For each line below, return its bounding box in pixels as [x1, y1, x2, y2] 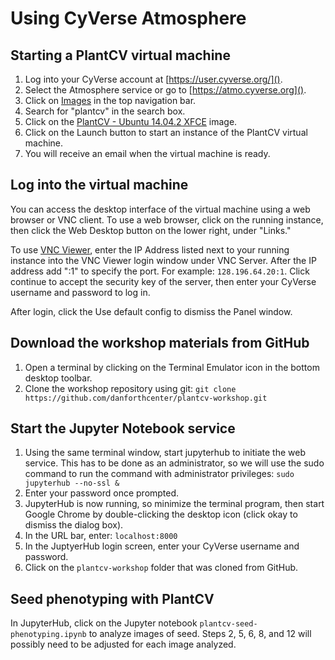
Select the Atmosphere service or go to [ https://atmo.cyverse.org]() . [24, 84, 307, 96]
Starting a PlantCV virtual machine [10, 47, 231, 64]
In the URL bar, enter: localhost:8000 [24, 530, 178, 542]
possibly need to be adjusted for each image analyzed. [10, 638, 237, 651]
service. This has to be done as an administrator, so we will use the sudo [24, 457, 325, 469]
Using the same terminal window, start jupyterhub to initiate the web [24, 447, 307, 459]
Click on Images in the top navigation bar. [24, 95, 197, 106]
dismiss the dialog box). [24, 519, 124, 531]
